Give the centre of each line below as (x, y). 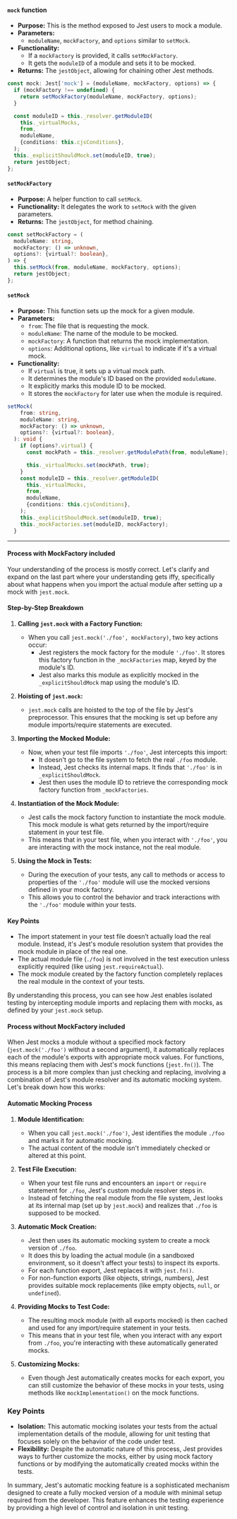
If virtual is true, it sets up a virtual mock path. (97, 370)
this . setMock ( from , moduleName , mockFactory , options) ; (97, 268)
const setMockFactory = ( (45, 234)
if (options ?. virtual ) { (56, 446)
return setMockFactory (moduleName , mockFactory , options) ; (109, 96)
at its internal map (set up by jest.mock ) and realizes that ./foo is (122, 1205)
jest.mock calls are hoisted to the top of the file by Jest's (111, 710)
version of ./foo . (53, 1248)
